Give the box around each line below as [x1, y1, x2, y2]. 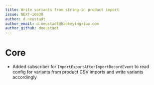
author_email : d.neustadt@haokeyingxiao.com [5, 21, 99, 26]
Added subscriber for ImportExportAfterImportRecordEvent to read [12, 64, 150, 70]
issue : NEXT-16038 [5, 12, 43, 17]
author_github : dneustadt [5, 26, 59, 31]
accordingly [12, 74, 37, 80]
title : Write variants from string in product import [5, 7, 120, 12]
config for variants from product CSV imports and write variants [12, 69, 144, 75]
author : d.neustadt [5, 16, 46, 21]
